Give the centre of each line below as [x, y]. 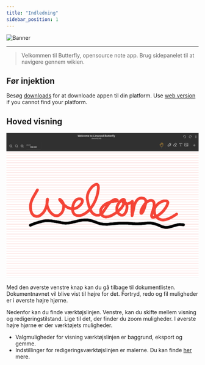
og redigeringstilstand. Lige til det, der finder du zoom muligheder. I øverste [101, 318]
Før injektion [31, 81]
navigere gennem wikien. [53, 62]
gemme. [26, 344]
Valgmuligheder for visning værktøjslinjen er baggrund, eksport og [99, 337]
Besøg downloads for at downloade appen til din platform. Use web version [101, 96]
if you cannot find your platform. [47, 102]
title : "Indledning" [33, 13]
